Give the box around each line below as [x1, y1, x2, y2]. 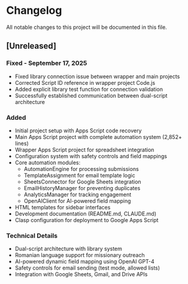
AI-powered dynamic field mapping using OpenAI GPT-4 [14, 258, 154, 265]
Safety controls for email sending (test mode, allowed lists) [14, 264, 160, 271]
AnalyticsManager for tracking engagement [23, 191, 132, 198]
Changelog [6, 4, 62, 17]
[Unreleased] [6, 41, 57, 51]
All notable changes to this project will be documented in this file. [6, 23, 168, 31]
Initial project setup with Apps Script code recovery [14, 127, 142, 134]
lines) [14, 140, 29, 147]
